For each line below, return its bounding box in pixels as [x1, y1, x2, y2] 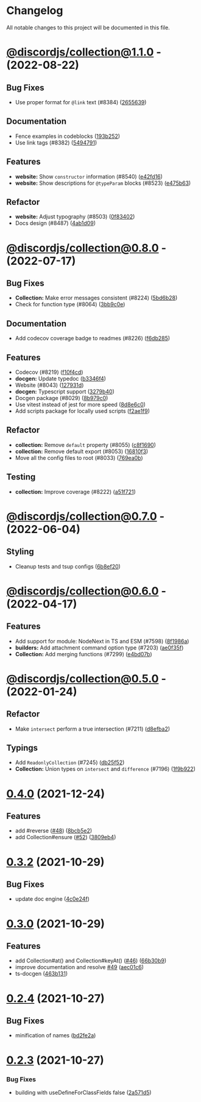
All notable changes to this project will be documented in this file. [6, 24, 171, 31]
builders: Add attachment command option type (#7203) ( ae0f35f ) [15, 644, 184, 651]
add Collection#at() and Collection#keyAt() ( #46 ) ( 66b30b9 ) [15, 957, 167, 964]
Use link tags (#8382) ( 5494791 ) [15, 138, 97, 146]
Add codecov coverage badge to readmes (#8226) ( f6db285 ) [15, 335, 171, 342]
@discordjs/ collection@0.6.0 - [6, 584, 166, 598]
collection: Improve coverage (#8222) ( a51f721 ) [15, 488, 136, 495]
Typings [6, 743, 38, 753]
